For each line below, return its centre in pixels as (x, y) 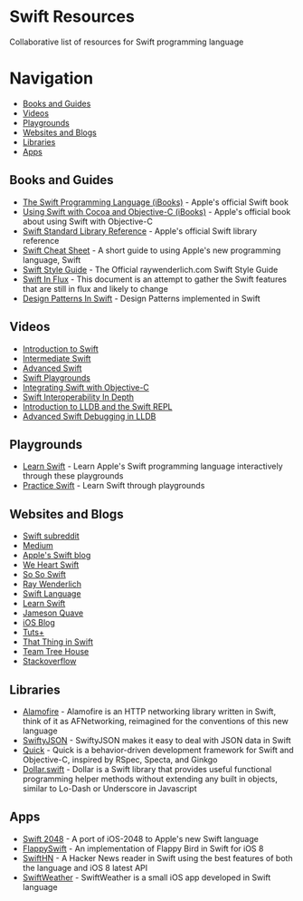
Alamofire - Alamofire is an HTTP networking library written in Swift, (149, 711)
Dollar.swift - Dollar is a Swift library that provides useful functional (147, 769)
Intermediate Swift (57, 358)
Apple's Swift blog (57, 556)
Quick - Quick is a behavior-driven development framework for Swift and (158, 750)
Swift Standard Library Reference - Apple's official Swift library (140, 231)
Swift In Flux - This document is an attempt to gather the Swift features (155, 279)
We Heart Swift (51, 565)
